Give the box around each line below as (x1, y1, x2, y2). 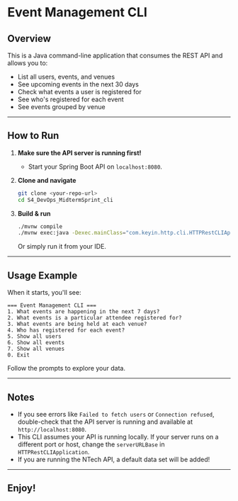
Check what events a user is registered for (17, 88, 142, 96)
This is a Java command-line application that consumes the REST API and (7, 51, 223, 60)
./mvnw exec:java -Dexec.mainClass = (17, 230, 126, 237)
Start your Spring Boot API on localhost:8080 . (28, 162, 163, 171)
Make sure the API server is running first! (17, 148, 142, 157)
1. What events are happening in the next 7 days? (7, 308, 160, 315)
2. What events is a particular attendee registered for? (7, 315, 182, 322)
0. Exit (7, 351, 30, 359)
